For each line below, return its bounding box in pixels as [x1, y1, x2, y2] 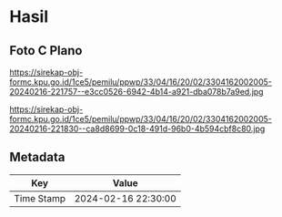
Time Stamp [14, 191, 66, 204]
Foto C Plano [9, 43, 83, 58]
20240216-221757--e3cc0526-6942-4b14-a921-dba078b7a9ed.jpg [9, 87, 264, 97]
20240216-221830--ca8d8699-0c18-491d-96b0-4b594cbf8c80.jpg [9, 123, 266, 134]
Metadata [9, 150, 65, 165]
